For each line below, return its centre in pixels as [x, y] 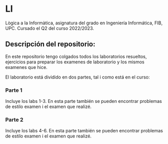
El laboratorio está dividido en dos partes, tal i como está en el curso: [78, 77]
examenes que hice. [26, 67]
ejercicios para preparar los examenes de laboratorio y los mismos [75, 62]
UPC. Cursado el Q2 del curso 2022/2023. [50, 28]
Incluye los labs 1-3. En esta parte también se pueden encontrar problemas [84, 101]
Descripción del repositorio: [50, 44]
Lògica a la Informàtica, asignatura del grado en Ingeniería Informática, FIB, [84, 23]
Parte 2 [14, 120]
